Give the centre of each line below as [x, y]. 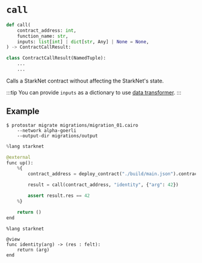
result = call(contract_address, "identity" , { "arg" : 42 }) [103, 185]
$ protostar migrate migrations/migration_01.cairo [72, 125]
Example [23, 112]
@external [19, 157]
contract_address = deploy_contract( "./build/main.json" [100, 174]
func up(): [20, 163]
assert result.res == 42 [59, 196]
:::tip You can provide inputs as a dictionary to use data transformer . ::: [94, 92]
